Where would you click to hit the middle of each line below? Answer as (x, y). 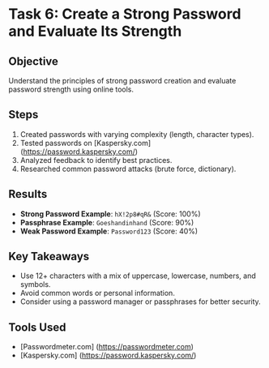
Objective (34, 61)
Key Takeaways (49, 257)
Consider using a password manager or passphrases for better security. (140, 302)
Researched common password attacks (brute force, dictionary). (128, 169)
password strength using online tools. (71, 89)
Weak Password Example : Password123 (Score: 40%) (109, 231)
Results (28, 194)
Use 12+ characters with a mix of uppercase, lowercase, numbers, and (138, 276)
